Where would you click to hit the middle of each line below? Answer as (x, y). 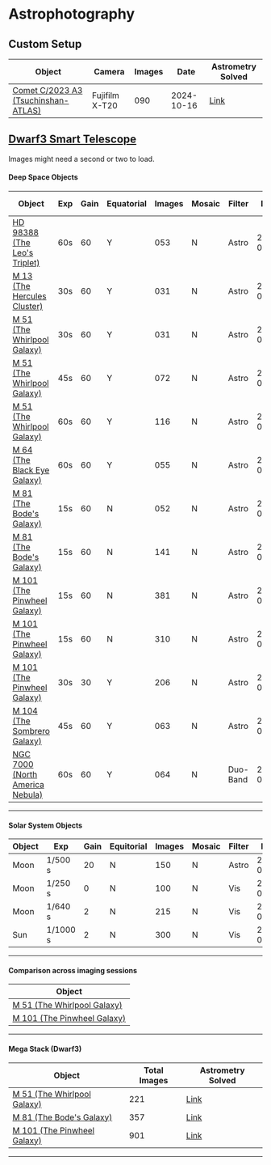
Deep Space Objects (43, 177)
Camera (109, 72)
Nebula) (27, 795)
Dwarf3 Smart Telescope (73, 140)
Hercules (29, 296)
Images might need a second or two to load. (81, 159)
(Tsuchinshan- (41, 100)
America (28, 785)
